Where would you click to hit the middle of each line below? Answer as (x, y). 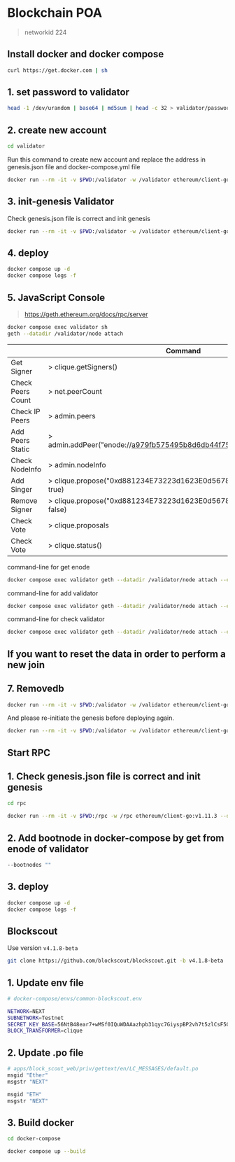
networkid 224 (45, 32)
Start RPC (29, 752)
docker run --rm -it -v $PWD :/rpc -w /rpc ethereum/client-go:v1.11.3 (112, 816)
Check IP (26, 411)
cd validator (26, 146)
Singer (22, 489)
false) (58, 509)
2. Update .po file (45, 1053)
